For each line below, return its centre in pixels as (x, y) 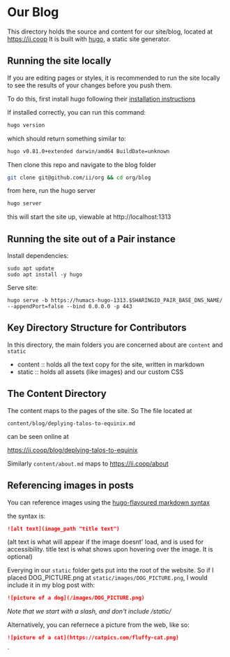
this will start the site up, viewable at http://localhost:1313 (89, 217)
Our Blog (33, 12)
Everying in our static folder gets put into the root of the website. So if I (110, 570)
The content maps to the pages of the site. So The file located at (100, 410)
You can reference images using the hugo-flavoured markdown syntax (109, 502)
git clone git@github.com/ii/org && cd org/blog (79, 178)
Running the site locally (59, 61)
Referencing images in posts (70, 485)
